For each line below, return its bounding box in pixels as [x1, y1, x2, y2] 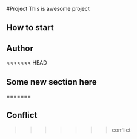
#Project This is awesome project [6, 5, 90, 12]
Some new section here [6, 77, 97, 87]
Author [6, 43, 33, 53]
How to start [6, 22, 54, 33]
